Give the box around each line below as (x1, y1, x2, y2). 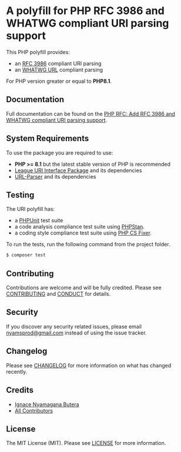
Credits (6, 385, 34, 395)
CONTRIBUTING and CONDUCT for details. (6, 290, 111, 297)
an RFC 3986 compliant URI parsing (14, 60, 102, 67)
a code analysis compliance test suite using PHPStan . (14, 223, 145, 230)
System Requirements (6, 133, 89, 143)
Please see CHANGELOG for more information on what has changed (6, 361, 172, 369)
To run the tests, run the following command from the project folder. (6, 241, 170, 248)
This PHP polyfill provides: (6, 48, 71, 55)
